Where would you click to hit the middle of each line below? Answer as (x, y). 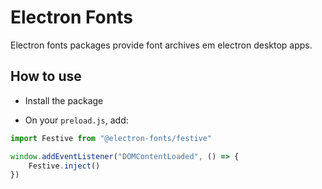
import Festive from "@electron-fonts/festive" (111, 138)
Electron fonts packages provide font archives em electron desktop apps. (161, 45)
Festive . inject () (64, 166)
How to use (46, 76)
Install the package (64, 100)
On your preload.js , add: (76, 120)
